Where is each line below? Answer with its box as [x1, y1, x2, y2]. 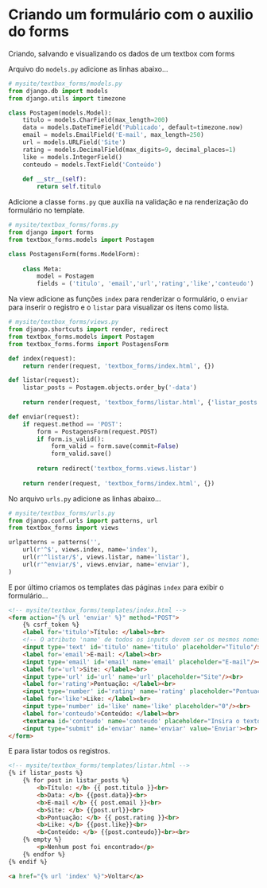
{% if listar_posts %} [8, 769, 83, 777]
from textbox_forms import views [8, 524, 119, 532]
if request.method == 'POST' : [22, 420, 123, 428]
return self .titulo [37, 183, 102, 191]
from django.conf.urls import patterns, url [8, 516, 158, 524]
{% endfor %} [22, 850, 66, 859]
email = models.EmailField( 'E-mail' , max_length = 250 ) [22, 131, 204, 139]
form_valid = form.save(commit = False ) [50, 442, 180, 450]
